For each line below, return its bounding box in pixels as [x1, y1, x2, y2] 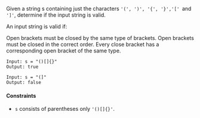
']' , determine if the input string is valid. [6, 11, 106, 18]
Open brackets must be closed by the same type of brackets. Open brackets [6, 35, 194, 41]
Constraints [6, 92, 36, 99]
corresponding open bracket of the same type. [6, 47, 121, 54]
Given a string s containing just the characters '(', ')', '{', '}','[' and [6, 5, 192, 12]
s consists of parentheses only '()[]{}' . [14, 105, 115, 113]
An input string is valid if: [6, 23, 67, 30]
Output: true [6, 64, 39, 70]
